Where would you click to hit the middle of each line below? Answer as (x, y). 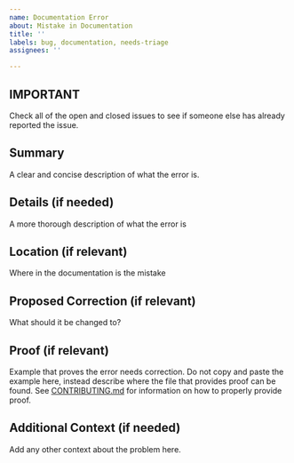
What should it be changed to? (65, 323)
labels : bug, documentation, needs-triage (89, 42)
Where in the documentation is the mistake (87, 273)
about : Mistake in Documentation (71, 26)
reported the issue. (44, 124)
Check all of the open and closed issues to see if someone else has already (147, 116)
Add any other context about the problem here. (95, 449)
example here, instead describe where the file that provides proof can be (143, 381)
